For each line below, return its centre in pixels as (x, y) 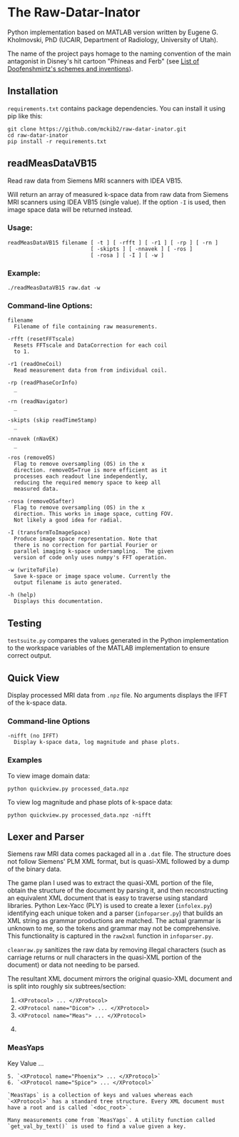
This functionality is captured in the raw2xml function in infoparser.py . (111, 936)
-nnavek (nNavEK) (33, 439)
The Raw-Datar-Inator (74, 12)
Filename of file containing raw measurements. (86, 327)
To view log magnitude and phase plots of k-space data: (90, 802)
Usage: (20, 228)
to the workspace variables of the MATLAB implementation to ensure (109, 648)
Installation (33, 91)
